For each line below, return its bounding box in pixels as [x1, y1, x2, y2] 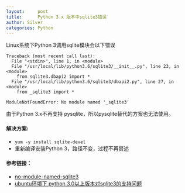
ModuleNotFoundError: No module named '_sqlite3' [6, 99, 130, 105]
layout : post [6, 8, 49, 15]
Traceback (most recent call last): [6, 53, 95, 59]
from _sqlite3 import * [16, 89, 75, 95]
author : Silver [6, 19, 43, 25]
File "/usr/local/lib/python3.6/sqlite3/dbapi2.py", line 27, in [11, 79, 174, 85]
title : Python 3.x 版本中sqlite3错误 [6, 14, 107, 20]
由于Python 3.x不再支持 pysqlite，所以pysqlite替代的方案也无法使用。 [6, 111, 174, 118]
